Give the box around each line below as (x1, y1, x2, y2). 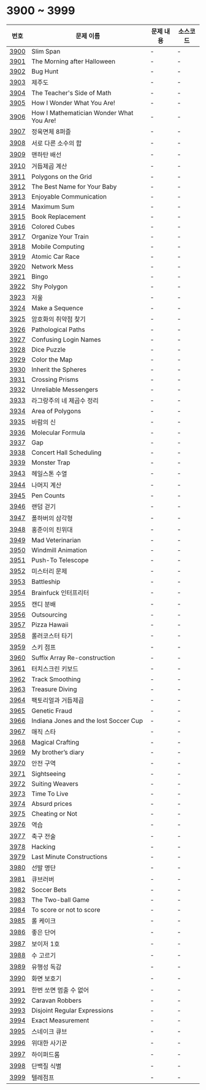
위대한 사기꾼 (31, 1038, 67, 1047)
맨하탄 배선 (31, 150, 62, 159)
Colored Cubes (31, 222, 75, 231)
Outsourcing (31, 610, 67, 618)
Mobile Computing (31, 242, 85, 251)
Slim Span (31, 47, 61, 55)
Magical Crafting (31, 738, 80, 746)
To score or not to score (31, 905, 101, 914)
